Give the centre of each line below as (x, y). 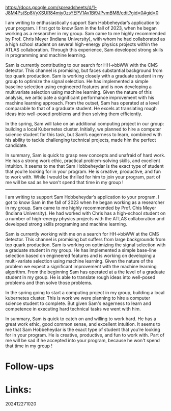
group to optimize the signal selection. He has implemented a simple (77, 81)
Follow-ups (30, 366)
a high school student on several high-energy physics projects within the (82, 44)
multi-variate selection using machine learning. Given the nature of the (79, 261)
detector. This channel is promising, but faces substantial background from (84, 70)
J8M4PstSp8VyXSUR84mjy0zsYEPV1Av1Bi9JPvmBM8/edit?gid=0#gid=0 (82, 13)
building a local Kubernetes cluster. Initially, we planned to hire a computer (83, 129)
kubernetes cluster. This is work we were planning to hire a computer (78, 298)
